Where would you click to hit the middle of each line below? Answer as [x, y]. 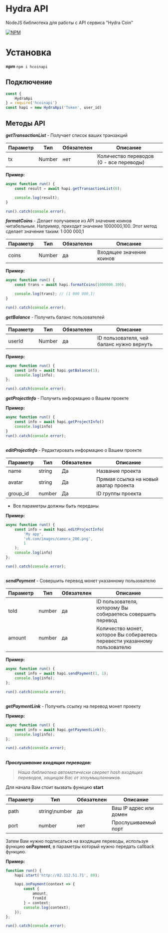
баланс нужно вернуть [125, 344]
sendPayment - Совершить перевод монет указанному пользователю [81, 581]
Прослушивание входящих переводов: [49, 762]
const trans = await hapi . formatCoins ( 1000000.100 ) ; [71, 285]
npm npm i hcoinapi [27, 66]
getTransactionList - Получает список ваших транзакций [67, 135]
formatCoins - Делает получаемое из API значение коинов [69, 221]
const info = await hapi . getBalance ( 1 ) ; [57, 370]
